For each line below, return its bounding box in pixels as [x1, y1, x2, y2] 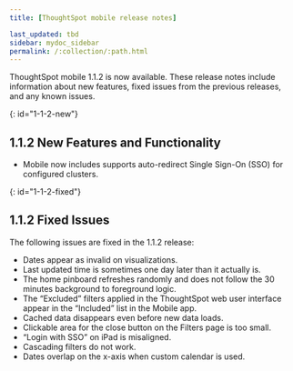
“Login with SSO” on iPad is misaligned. [22, 331, 172, 342]
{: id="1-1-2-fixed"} [9, 186, 82, 197]
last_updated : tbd [9, 29, 79, 39]
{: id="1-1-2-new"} [9, 108, 79, 119]
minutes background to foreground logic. [22, 283, 177, 294]
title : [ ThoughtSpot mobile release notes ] [9, 13, 177, 23]
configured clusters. [22, 169, 98, 180]
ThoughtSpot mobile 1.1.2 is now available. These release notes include [9, 72, 276, 83]
